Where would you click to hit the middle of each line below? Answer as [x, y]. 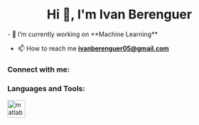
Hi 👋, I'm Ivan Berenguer [119, 15]
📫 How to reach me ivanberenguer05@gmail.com [93, 48]
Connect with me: [39, 69]
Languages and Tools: [46, 88]
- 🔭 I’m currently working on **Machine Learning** [83, 34]
